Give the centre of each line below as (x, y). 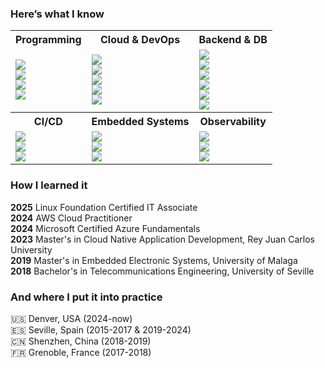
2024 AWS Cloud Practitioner (71, 218)
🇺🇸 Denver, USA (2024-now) (71, 318)
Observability (233, 122)
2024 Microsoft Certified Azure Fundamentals (105, 228)
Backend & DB (233, 40)
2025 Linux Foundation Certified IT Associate (104, 207)
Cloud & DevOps (140, 40)
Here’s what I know (57, 14)
